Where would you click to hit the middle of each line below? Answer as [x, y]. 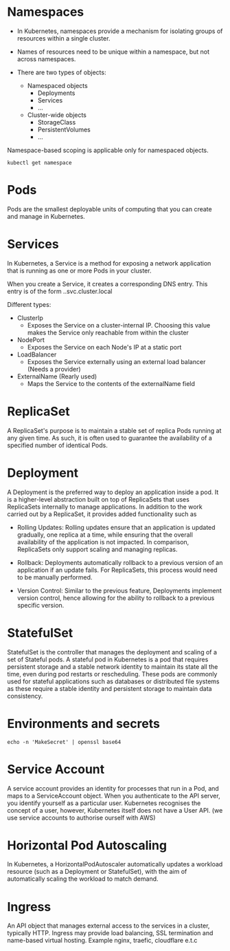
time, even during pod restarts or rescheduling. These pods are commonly [112, 674]
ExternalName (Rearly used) [57, 376]
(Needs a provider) [54, 369]
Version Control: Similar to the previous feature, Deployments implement [119, 590]
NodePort [31, 340]
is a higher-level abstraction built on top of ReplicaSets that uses [99, 499]
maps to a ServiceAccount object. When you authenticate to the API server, [114, 795]
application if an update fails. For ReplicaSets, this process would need [117, 570]
